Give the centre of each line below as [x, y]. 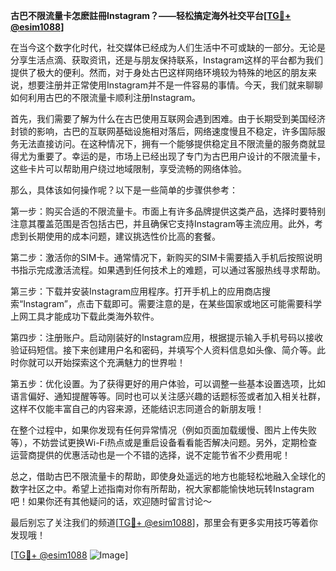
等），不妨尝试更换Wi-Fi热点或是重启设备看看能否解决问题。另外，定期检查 [164, 442]
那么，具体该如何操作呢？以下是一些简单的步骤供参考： [124, 190]
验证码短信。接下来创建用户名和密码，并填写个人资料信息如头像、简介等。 [163, 350]
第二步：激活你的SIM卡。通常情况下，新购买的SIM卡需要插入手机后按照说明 [166, 257]
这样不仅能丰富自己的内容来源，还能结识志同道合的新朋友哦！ [137, 408]
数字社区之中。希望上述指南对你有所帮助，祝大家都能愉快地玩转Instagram [162, 488]
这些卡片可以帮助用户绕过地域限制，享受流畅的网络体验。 [128, 168]
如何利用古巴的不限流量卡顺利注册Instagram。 [105, 97]
